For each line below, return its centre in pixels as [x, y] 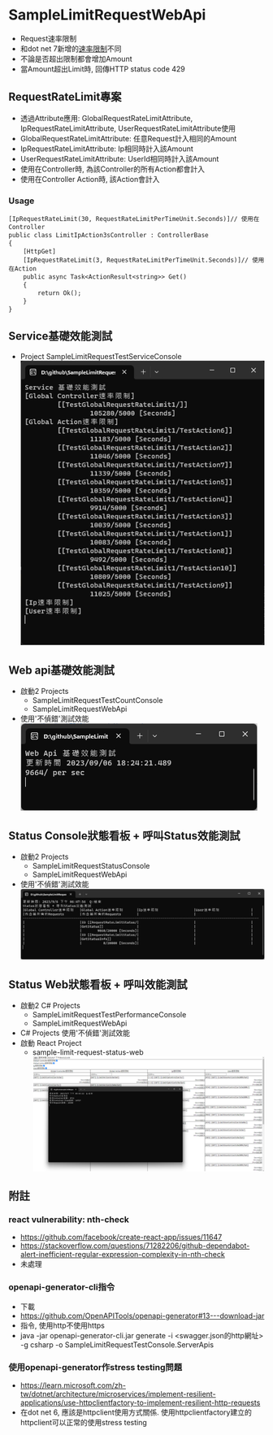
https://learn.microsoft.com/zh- [73, 1385]
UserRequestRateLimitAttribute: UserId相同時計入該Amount [119, 158]
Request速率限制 [48, 38]
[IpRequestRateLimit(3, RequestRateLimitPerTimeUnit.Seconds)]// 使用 [144, 260]
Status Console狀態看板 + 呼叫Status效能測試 [125, 836]
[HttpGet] [40, 252]
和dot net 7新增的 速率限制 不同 [71, 48]
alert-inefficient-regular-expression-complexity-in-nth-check [122, 1255]
